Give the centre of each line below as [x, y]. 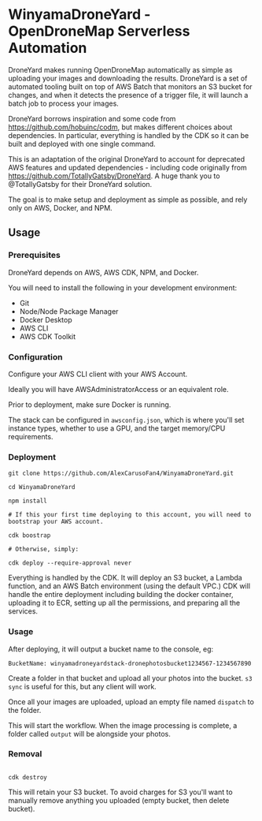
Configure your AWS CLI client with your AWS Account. [98, 374]
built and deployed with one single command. [82, 144]
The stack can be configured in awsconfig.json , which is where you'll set [126, 420]
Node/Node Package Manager [69, 311]
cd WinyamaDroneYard [42, 487]
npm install [28, 501]
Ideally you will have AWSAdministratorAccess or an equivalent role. [119, 389]
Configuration [35, 356]
